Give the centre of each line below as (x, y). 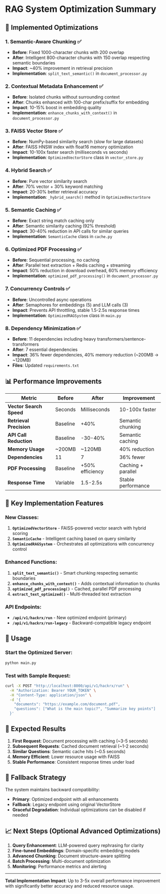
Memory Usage (26, 449)
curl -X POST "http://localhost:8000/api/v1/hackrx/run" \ (67, 686)
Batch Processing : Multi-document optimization (62, 861)
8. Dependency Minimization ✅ (43, 328)
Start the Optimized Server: (39, 653)
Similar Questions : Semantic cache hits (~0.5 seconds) (69, 751)
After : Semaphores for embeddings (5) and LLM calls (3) (70, 305)
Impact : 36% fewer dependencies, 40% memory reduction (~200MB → (85, 355)
